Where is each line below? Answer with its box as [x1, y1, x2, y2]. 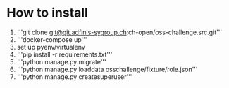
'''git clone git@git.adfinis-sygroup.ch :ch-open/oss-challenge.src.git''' [16, 28, 223, 36]
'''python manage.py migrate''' [16, 57, 106, 66]
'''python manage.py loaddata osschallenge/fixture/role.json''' [16, 65, 198, 73]
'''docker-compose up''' [16, 35, 87, 43]
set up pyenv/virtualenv [16, 43, 85, 51]
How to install [6, 5, 89, 21]
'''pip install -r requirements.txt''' [16, 50, 113, 59]
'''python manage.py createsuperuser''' [16, 72, 132, 81]
